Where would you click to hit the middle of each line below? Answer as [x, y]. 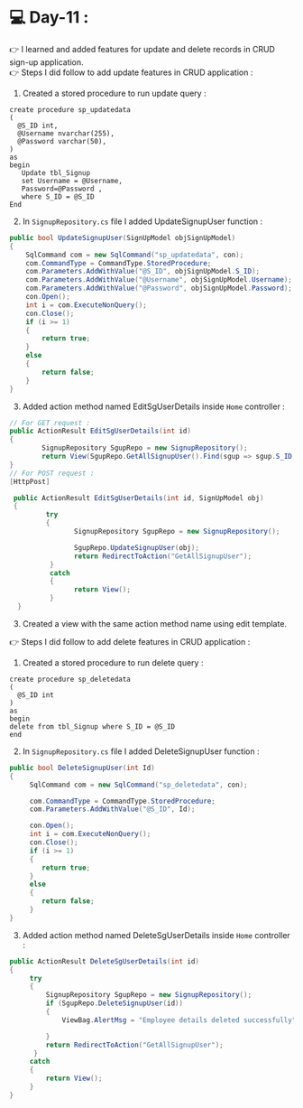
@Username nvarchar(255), [66, 133]
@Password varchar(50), [62, 141]
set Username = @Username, [72, 181]
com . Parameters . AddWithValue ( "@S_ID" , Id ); [112, 809]
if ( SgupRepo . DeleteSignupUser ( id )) [114, 1003]
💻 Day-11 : [49, 18]
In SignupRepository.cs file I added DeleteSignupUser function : [141, 751]
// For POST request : [52, 473]
